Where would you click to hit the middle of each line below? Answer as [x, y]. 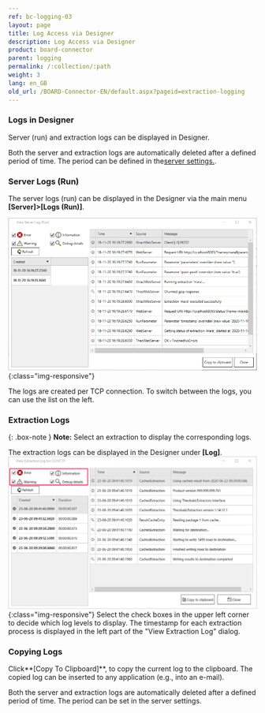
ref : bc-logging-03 [40, 17]
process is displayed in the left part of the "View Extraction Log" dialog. [124, 631]
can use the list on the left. [51, 399]
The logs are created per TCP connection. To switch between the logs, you [130, 391]
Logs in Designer [41, 120]
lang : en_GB [28, 83]
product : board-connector [50, 50]
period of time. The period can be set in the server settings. [105, 701]
